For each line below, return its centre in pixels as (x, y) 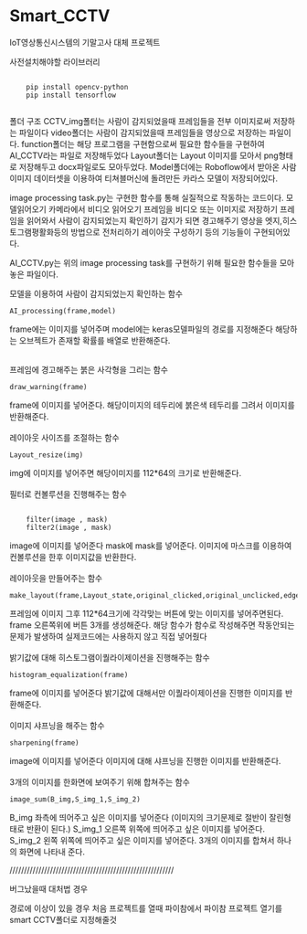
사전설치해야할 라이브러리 (55, 61)
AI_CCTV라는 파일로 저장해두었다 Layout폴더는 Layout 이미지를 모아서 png (144, 155)
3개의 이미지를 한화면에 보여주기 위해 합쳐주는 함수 (100, 781)
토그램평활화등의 (39, 232)
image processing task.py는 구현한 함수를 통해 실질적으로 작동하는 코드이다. (147, 197)
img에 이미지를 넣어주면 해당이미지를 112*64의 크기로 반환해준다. (126, 472)
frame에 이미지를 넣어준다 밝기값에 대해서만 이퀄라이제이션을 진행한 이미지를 (146, 693)
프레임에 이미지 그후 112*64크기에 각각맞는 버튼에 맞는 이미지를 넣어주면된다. (147, 613)
